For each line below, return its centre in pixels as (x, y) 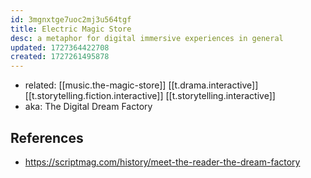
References (47, 137)
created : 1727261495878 (60, 57)
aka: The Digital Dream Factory (88, 107)
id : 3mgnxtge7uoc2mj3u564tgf (71, 19)
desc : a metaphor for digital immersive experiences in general (147, 38)
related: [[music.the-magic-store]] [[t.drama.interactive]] (141, 85)
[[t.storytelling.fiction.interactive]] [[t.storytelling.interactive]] (150, 96)
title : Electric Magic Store (71, 29)
